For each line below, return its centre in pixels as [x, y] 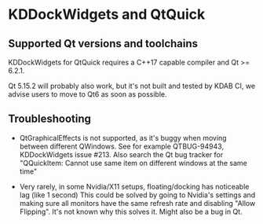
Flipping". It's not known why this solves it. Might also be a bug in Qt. [131, 211]
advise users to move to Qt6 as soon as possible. [88, 94]
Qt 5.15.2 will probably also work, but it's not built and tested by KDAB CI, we [132, 86]
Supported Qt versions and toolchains [103, 44]
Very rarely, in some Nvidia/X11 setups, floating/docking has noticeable [134, 186]
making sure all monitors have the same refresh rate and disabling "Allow [137, 203]
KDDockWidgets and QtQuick [107, 15]
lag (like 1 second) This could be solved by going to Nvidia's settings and [137, 195]
